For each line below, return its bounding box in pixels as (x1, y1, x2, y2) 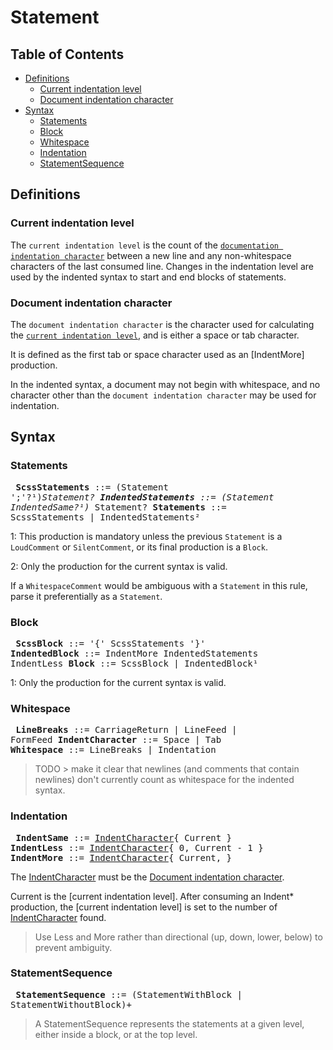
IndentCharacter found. (10, 911, 107, 923)
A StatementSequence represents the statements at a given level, (34, 1017, 305, 1030)
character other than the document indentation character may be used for (10, 389, 317, 401)
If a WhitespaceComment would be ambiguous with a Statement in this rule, (10, 579, 308, 591)
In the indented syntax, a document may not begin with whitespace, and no (10, 378, 321, 390)
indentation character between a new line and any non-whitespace (10, 249, 292, 261)
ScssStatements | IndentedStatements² (10, 511, 201, 523)
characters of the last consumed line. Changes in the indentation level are (10, 260, 315, 272)
